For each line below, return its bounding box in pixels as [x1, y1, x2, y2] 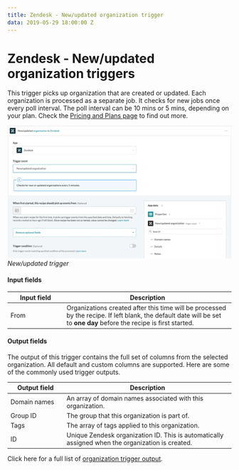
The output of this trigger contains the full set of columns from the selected [7, 352, 228, 361]
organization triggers [7, 65, 135, 82]
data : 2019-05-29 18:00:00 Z [7, 18, 94, 26]
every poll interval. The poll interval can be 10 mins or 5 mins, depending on [7, 104, 230, 113]
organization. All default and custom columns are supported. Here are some [7, 360, 230, 368]
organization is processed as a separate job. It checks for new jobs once [7, 97, 221, 105]
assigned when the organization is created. [66, 439, 193, 447]
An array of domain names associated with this [66, 394, 204, 403]
